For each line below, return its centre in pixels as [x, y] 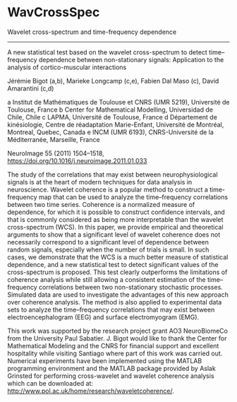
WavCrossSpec [54, 12]
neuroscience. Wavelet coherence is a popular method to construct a [108, 189]
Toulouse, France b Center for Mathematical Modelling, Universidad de [110, 110]
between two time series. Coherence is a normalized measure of [101, 204]
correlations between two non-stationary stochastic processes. [131, 287]
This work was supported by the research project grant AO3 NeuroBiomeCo [117, 331]
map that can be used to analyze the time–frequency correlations [133, 197]
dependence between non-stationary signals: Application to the [131, 59]
